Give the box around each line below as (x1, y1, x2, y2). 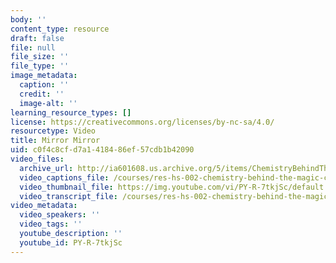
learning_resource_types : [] (10, 107, 132, 118)
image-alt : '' (19, 98, 78, 108)
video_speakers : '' (19, 210, 101, 220)
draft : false (10, 33, 65, 43)
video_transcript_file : (19, 191, 118, 201)
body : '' (10, 14, 47, 25)
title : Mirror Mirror (10, 136, 101, 146)
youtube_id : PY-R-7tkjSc (19, 237, 123, 248)
